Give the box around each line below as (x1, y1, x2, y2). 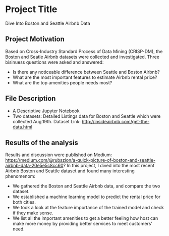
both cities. (12, 199, 36, 205)
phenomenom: (5, 173, 36, 179)
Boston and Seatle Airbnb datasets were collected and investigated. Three (5, 54, 160, 60)
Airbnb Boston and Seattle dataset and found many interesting (5, 168, 135, 174)
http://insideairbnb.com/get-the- (81, 118, 150, 124)
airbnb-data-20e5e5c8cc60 (5, 163, 64, 169)
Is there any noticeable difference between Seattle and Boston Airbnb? (12, 69, 160, 75)
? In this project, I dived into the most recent (63, 163, 155, 169)
